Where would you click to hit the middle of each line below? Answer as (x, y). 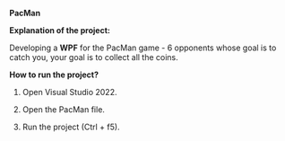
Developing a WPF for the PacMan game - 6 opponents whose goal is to (143, 48)
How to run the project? (54, 75)
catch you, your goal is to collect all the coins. (94, 57)
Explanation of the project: (60, 30)
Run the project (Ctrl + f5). (71, 127)
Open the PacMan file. (64, 110)
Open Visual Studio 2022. (69, 92)
